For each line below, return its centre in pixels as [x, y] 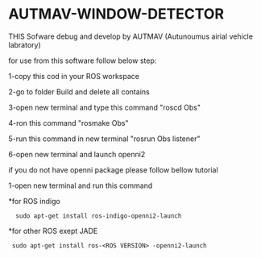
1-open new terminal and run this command [81, 185]
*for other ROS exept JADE [53, 231]
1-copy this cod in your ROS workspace [74, 76]
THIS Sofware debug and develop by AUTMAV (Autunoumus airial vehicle [131, 36]
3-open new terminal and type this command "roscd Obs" [105, 107]
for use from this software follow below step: [83, 60]
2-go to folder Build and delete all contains [79, 92]
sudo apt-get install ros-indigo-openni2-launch [99, 216]
